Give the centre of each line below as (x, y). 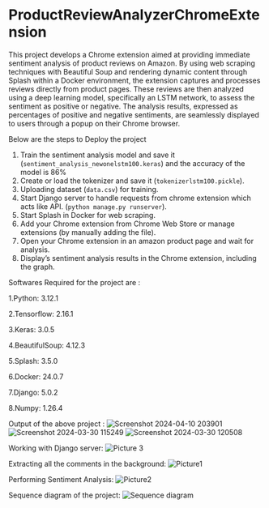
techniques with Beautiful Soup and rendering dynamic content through (128, 71)
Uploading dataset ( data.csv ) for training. (89, 189)
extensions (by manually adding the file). (88, 232)
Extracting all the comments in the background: (88, 463)
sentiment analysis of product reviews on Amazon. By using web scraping (132, 63)
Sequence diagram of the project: (64, 495)
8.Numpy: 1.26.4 (36, 408)
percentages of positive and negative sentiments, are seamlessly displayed (134, 114)
